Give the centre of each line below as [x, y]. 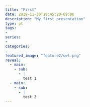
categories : [17, 46]
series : [13, 37]
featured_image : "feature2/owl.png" [43, 55]
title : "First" [21, 10]
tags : [11, 28]
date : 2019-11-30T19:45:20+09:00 [40, 14]
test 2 [30, 97]
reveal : [13, 60]
